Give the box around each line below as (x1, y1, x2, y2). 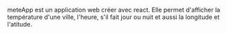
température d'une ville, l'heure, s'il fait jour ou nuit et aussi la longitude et (7, 13, 220, 21)
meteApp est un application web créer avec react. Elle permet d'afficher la (7, 6, 221, 14)
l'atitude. (7, 20, 33, 28)
